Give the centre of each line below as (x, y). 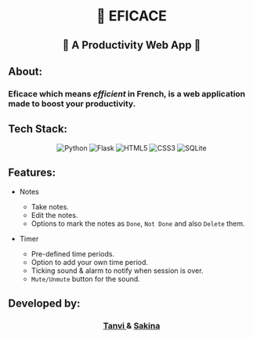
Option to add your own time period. (90, 262)
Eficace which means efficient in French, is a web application (127, 93)
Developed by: (44, 303)
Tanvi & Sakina (132, 325)
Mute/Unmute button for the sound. (86, 278)
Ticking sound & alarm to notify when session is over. (117, 271)
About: (25, 71)
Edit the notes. (54, 215)
